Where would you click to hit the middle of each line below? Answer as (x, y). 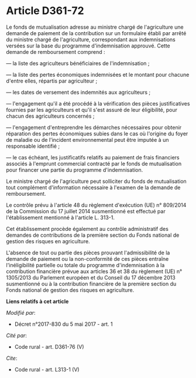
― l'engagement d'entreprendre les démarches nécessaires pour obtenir (94, 127)
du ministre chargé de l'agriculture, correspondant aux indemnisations (91, 39)
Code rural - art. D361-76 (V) (49, 346)
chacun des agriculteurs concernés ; (50, 116)
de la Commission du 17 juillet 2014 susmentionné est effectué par (86, 211)
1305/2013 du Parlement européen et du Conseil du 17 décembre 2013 (91, 277)
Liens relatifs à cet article (37, 301)
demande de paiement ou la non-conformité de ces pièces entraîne (87, 258)
